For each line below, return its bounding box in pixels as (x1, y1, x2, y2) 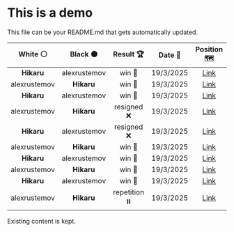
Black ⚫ (70, 49, 98, 59)
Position (194, 44, 224, 54)
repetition (112, 187, 145, 196)
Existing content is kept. (7, 217, 77, 225)
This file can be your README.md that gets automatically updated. (7, 28, 198, 36)
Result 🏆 (113, 49, 145, 59)
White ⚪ (18, 49, 47, 59)
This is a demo (7, 5, 93, 21)
